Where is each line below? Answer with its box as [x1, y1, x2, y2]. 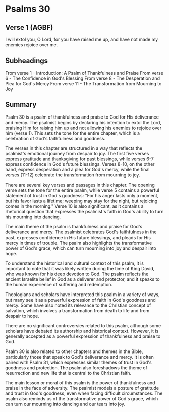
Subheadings [5, 56, 48, 65]
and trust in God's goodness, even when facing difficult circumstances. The [5, 390, 163, 396]
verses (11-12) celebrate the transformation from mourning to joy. [5, 172, 140, 178]
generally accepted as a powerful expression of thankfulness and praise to [5, 333, 161, 339]
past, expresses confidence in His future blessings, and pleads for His [5, 234, 151, 240]
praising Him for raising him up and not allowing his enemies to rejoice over [5, 125, 162, 131]
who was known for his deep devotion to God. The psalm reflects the [5, 271, 149, 277]
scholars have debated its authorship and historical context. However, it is [5, 328, 159, 334]
